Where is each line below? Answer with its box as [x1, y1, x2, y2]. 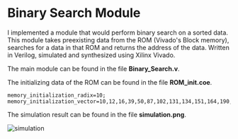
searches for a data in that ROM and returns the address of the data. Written [7, 43, 230, 52]
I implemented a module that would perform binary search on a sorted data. [7, 28, 229, 37]
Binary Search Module [7, 5, 141, 21]
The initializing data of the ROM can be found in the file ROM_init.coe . [7, 78, 212, 86]
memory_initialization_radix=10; [7, 92, 106, 99]
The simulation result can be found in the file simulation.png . [7, 110, 186, 119]
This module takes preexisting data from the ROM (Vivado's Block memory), [7, 35, 229, 44]
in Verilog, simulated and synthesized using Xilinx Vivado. [7, 51, 176, 59]
